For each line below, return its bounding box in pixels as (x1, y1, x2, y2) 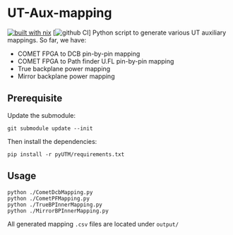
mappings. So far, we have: (7, 35, 87, 44)
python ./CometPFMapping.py (7, 195, 90, 202)
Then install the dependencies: (7, 137, 97, 145)
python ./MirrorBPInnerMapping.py (7, 207, 109, 215)
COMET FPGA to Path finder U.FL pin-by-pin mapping (17, 56, 174, 65)
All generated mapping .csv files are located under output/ (7, 219, 179, 228)
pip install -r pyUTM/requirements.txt (7, 150, 125, 158)
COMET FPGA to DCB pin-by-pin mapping (17, 49, 141, 58)
